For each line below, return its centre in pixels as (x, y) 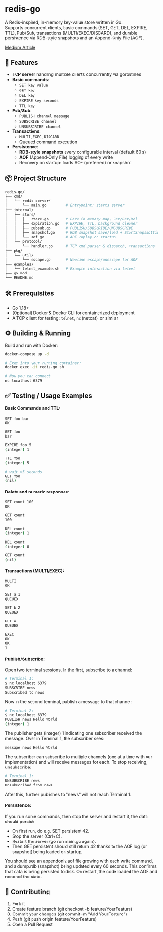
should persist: (20, 822)
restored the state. (24, 877)
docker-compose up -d (27, 354)
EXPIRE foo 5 (18, 445)
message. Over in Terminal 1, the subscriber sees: (55, 739)
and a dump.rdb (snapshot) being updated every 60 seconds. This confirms (81, 866)
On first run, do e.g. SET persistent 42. (51, 831)
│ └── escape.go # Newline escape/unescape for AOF (71, 260)
